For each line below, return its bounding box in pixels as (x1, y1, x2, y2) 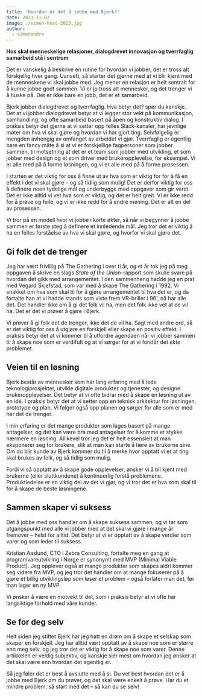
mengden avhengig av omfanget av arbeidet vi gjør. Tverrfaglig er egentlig (6, 135, 191, 142)
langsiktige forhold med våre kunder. (6, 600, 98, 607)
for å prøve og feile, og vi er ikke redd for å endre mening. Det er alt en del (6, 198, 191, 206)
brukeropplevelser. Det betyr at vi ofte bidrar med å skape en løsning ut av (6, 391, 191, 398)
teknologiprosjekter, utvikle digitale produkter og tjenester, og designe (6, 384, 181, 392)
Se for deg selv (6, 616, 65, 627)
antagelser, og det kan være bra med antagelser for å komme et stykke (6, 428, 183, 435)
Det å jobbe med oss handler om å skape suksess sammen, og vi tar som (6, 518, 188, 525)
